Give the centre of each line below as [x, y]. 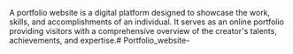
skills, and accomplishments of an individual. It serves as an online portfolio [147, 22]
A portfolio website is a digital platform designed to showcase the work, [140, 13]
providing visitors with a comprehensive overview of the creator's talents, [143, 31]
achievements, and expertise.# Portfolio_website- [100, 40]
